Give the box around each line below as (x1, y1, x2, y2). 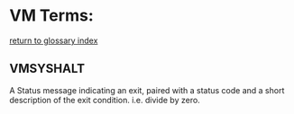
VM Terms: (9, 5, 94, 26)
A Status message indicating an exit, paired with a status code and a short (9, 84, 285, 95)
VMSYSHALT (9, 61, 86, 76)
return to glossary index (9, 35, 98, 46)
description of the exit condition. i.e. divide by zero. (9, 94, 200, 105)
